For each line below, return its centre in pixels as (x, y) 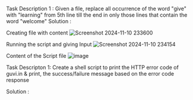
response (18, 80)
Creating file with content (37, 33)
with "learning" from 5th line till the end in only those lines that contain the (97, 15)
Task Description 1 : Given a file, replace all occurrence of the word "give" (96, 9)
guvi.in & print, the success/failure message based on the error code (90, 74)
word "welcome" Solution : (39, 21)
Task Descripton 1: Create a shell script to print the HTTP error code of (93, 67)
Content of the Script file (36, 56)
